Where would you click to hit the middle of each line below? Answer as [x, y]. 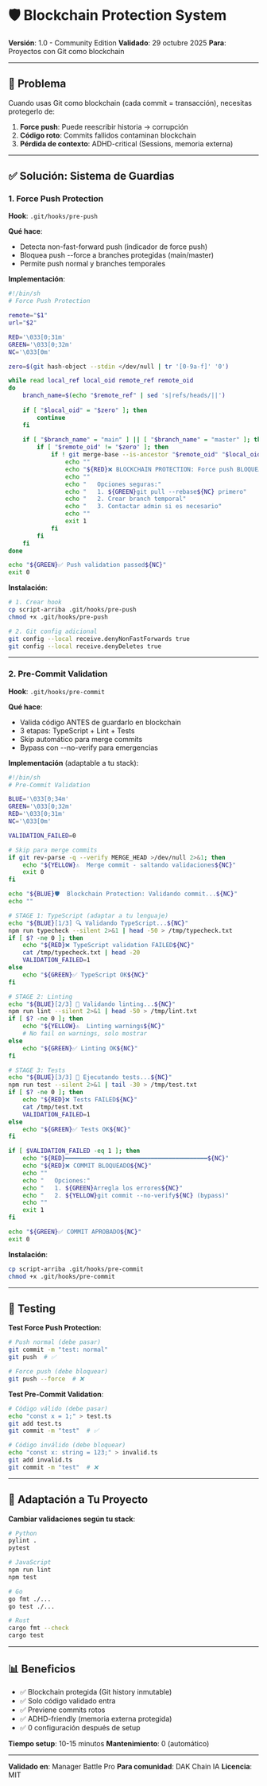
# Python [23, 1533]
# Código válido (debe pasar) [58, 1408]
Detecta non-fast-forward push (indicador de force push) [114, 247]
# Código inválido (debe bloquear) [67, 1445]
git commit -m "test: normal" [58, 1350]
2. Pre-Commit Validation [58, 674]
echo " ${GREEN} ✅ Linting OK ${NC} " [80, 1048]
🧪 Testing [32, 1308]
